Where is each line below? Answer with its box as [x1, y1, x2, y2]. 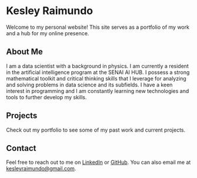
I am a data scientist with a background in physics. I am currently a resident [6, 62, 189, 69]
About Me [6, 47, 43, 57]
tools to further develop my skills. [6, 93, 87, 100]
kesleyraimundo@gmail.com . [6, 165, 76, 172]
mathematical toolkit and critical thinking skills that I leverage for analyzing [6, 75, 186, 82]
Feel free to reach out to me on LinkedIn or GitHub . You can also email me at [6, 159, 191, 166]
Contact [6, 143, 36, 153]
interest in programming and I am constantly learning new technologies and [6, 87, 189, 95]
